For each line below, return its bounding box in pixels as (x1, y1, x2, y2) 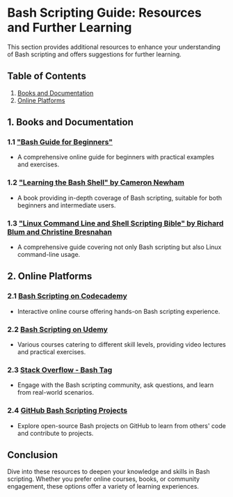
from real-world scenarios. (17, 388, 94, 397)
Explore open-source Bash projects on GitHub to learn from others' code (17, 421, 226, 429)
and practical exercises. (17, 348, 86, 356)
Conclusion (7, 449, 58, 461)
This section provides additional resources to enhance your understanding (7, 42, 220, 51)
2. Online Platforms (7, 270, 93, 283)
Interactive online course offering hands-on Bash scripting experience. (17, 307, 220, 315)
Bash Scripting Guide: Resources (7, 5, 202, 21)
